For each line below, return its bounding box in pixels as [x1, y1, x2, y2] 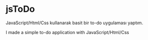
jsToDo [6, 3, 35, 15]
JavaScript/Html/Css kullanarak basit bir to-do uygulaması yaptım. [6, 20, 143, 26]
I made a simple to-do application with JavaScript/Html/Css [6, 29, 129, 35]
